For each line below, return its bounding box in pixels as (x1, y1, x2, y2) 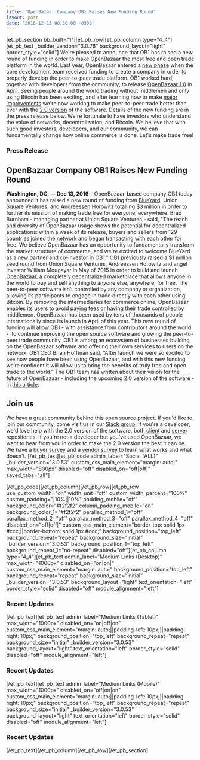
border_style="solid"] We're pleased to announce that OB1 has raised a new (6, 49, 193, 56)
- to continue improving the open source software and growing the (6, 330, 172, 338)
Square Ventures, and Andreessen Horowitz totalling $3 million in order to (6, 203, 187, 210)
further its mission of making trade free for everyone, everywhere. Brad (6, 209, 182, 217)
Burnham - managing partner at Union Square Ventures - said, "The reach (6, 216, 188, 223)
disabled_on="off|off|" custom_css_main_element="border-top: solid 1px (6, 521, 185, 528)
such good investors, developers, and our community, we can (6, 125, 158, 132)
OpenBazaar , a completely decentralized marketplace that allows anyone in (6, 273, 192, 280)
